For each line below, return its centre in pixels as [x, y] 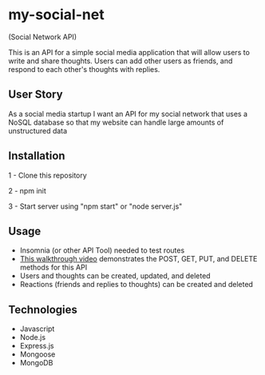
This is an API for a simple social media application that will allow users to [129, 52]
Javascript [37, 329]
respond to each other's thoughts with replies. [84, 69]
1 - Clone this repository [48, 175]
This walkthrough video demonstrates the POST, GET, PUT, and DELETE [138, 259]
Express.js [37, 346]
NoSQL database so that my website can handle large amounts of [116, 122]
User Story [36, 95]
